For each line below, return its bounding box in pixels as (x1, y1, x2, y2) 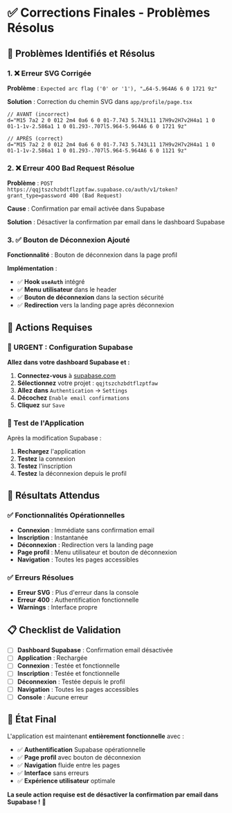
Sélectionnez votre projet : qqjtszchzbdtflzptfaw (17, 379, 158, 387)
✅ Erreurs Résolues (7, 573, 74, 582)
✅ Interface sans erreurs (17, 769, 89, 777)
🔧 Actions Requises (7, 321, 93, 333)
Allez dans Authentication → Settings (17, 386, 128, 395)
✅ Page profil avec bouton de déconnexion (17, 753, 141, 761)
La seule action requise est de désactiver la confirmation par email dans (7, 790, 219, 798)
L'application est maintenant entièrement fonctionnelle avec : (7, 732, 185, 740)
